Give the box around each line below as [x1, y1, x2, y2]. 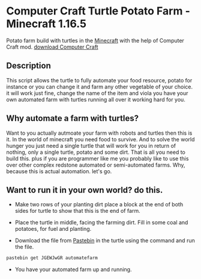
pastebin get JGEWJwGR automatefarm [6, 255, 98, 261]
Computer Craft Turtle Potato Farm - [6, 4, 190, 18]
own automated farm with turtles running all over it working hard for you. [6, 96, 186, 103]
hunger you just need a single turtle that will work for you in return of [6, 142, 176, 149]
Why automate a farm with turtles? [6, 113, 139, 124]
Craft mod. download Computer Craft [6, 43, 98, 51]
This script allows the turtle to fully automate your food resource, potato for [6, 76, 193, 84]
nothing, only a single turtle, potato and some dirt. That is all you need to [6, 149, 186, 156]
